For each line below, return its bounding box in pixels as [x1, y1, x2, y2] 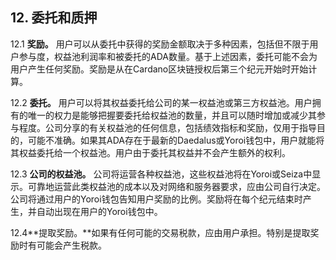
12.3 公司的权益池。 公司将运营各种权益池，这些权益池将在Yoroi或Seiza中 [10, 168, 313, 180]
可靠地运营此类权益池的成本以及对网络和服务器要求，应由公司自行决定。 [27, 180, 326, 192]
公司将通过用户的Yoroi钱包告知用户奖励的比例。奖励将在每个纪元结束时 [10, 193, 303, 205]
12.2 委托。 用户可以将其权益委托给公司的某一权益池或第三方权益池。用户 [10, 96, 313, 108]
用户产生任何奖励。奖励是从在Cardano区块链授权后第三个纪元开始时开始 [10, 63, 309, 75]
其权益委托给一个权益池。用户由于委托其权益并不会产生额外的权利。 [10, 146, 291, 158]
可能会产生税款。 [36, 239, 107, 251]
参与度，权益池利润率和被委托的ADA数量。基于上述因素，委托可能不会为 [18, 50, 318, 62]
